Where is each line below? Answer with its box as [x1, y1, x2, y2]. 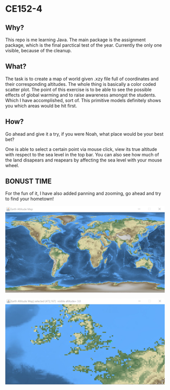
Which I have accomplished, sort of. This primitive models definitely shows [5, 97, 161, 103]
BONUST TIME [5, 177, 52, 186]
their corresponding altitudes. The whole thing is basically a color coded [5, 81, 156, 87]
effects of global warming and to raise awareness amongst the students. [5, 92, 156, 98]
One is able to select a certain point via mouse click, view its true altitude [5, 146, 157, 152]
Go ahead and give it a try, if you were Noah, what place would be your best [5, 131, 163, 137]
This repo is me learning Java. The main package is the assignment [5, 37, 146, 43]
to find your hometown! [5, 196, 54, 202]
